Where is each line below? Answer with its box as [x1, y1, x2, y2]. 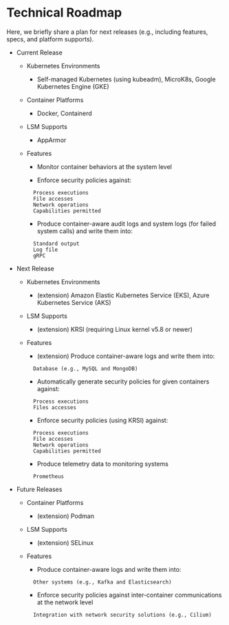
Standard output [32, 240, 80, 247]
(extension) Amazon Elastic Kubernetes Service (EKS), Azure [36, 291, 210, 299]
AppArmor [36, 136, 67, 144]
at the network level [36, 598, 94, 606]
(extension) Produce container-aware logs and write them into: [36, 352, 215, 360]
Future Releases [16, 485, 63, 493]
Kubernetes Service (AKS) [36, 298, 111, 306]
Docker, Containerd [36, 109, 92, 117]
